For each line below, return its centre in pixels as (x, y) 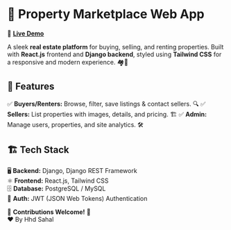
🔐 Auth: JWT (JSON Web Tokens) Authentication (77, 198)
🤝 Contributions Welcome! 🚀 (49, 212)
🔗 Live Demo (26, 33)
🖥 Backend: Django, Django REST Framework (72, 170)
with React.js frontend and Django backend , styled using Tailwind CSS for (114, 54)
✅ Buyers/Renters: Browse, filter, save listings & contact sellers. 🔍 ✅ (106, 104)
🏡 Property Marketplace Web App (106, 14)
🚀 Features (31, 87)
